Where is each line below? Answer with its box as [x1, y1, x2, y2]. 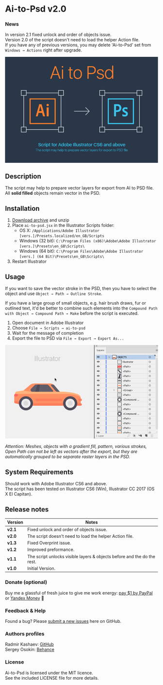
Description [5, 172, 41, 180]
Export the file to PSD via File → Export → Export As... [12, 335, 125, 341]
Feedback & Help [5, 607, 46, 614]
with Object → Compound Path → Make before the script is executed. [5, 310, 139, 316]
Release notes [5, 505, 49, 514]
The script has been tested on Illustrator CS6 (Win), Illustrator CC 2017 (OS [5, 486, 155, 492]
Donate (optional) [5, 579, 48, 586]
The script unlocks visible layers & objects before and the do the [27, 553, 155, 559]
